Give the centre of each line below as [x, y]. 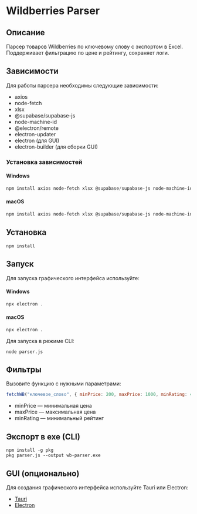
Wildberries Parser [53, 11]
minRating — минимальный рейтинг [59, 418]
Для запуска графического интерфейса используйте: [73, 278]
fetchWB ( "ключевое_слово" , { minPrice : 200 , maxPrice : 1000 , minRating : [97, 395]
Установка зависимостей [44, 162]
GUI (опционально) [43, 473]
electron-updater [35, 134]
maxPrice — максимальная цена [55, 412]
